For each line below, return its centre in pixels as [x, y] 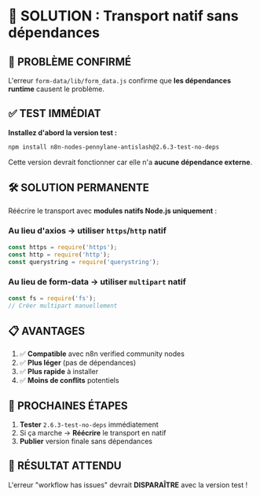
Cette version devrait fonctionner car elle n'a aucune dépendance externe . [130, 162]
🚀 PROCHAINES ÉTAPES [68, 405]
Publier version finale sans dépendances [86, 441]
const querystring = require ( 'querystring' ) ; [84, 262]
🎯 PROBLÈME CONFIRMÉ [70, 62]
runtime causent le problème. [56, 89]
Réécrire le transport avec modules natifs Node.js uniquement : [113, 211]
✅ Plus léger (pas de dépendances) [78, 363]
